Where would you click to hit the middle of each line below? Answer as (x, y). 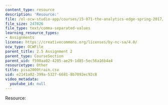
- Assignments (20, 38)
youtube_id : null (28, 84)
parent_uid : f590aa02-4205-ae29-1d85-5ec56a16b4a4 (59, 61)
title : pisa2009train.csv (32, 70)
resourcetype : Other (27, 65)
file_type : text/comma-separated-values (48, 28)
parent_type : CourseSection (34, 56)
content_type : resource (30, 10)
